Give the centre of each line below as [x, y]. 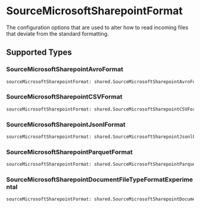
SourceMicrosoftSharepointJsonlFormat [66, 124]
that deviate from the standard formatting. [57, 33]
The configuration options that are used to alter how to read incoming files [97, 27]
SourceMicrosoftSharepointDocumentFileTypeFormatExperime [100, 179]
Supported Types [39, 53]
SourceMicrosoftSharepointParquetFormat [69, 152]
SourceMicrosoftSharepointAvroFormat [65, 70]
